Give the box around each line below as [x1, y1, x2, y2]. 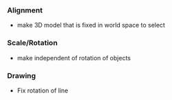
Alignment [7, 5, 43, 15]
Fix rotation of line [16, 86, 69, 95]
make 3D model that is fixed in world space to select [16, 21, 166, 29]
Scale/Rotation [7, 38, 58, 48]
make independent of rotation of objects [16, 53, 132, 62]
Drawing [7, 71, 36, 80]
